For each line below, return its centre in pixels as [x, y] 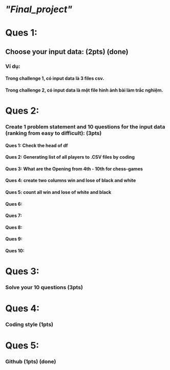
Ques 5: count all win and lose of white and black [58, 192]
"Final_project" [39, 9]
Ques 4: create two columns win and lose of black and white [71, 181]
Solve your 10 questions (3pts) [44, 288]
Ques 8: [14, 227]
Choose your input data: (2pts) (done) [67, 51]
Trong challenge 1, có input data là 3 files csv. [55, 78]
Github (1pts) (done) [31, 362]
